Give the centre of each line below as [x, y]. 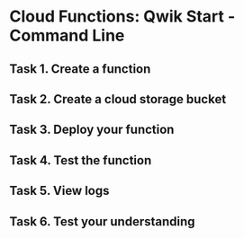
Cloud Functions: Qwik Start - [122, 17]
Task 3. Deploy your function [92, 130]
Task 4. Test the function [81, 160]
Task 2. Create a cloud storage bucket [118, 99]
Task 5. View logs [59, 191]
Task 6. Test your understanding [102, 221]
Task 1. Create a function [80, 69]
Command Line [67, 35]
